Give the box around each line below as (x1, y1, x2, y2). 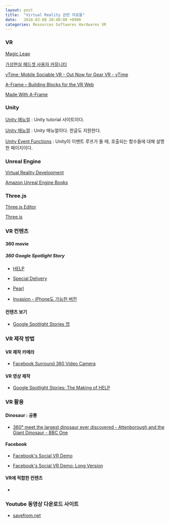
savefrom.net (12, 512, 41, 519)
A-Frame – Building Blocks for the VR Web (5, 81, 94, 87)
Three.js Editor (5, 204, 36, 210)
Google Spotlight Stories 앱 (12, 321, 70, 327)
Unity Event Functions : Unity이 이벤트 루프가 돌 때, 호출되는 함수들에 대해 (5, 138, 155, 144)
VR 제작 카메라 (5, 349, 35, 355)
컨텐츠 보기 (5, 309, 27, 315)
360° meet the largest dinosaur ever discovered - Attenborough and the (12, 424, 165, 430)
